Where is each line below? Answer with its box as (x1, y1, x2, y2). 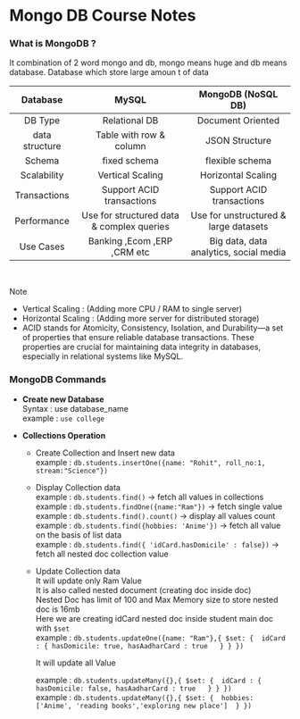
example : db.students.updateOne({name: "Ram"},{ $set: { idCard (35, 631, 286, 643)
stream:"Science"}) (35, 466, 109, 475)
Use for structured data (81, 209, 180, 222)
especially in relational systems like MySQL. (21, 351, 184, 362)
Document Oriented (196, 114, 280, 127)
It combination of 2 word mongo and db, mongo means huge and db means (9, 57, 287, 68)
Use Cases (19, 240, 65, 253)
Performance (14, 215, 70, 228)
